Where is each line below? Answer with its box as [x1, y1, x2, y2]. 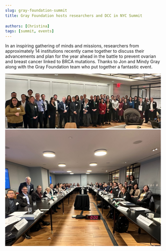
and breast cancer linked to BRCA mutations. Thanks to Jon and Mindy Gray [5, 59, 161, 65]
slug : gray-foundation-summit [5, 8, 68, 13]
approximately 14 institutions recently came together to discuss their [5, 48, 145, 54]
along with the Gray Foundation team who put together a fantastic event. [5, 64, 153, 70]
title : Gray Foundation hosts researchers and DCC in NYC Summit [5, 13, 142, 18]
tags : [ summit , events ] [5, 29, 54, 34]
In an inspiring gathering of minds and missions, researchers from [5, 43, 139, 49]
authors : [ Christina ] [5, 24, 50, 29]
